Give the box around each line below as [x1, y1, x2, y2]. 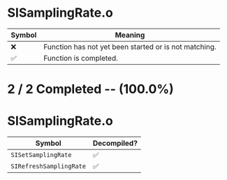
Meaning [115, 30, 145, 40]
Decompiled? [92, 138, 138, 148]
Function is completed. [43, 53, 119, 63]
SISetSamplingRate [10, 151, 72, 159]
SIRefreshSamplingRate [10, 163, 86, 170]
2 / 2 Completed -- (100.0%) [7, 82, 175, 97]
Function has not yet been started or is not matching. [43, 42, 217, 52]
